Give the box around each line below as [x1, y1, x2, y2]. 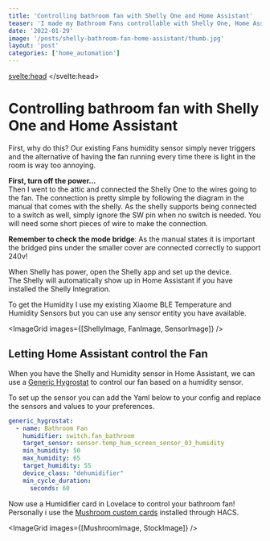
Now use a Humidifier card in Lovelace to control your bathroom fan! [8, 498, 235, 508]
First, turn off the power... [8, 176, 96, 185]
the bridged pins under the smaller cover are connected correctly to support [8, 242, 261, 252]
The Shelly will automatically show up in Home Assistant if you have [8, 275, 233, 285]
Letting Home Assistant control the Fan [8, 347, 209, 361]
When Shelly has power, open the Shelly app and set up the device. [8, 266, 232, 276]
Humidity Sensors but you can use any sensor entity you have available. [8, 308, 247, 318]
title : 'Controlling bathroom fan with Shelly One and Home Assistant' [8, 11, 253, 20]
